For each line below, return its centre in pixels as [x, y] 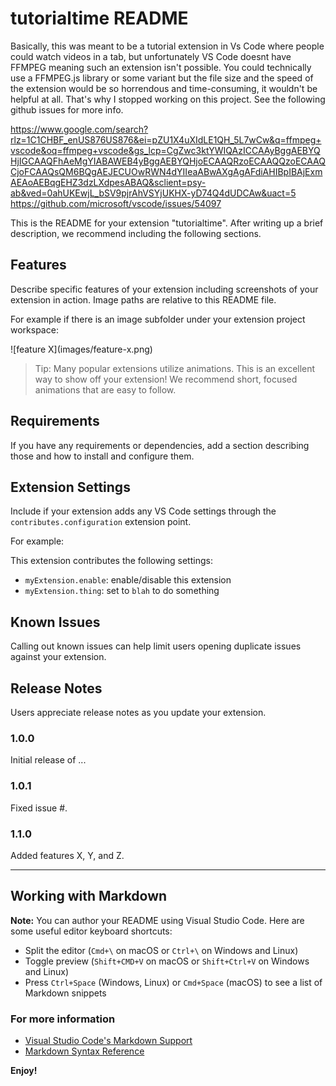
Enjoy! [24, 1070]
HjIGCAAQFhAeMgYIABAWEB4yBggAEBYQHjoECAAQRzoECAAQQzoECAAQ [168, 161]
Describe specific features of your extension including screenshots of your [164, 289]
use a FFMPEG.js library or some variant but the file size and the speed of [162, 78]
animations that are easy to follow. [105, 389]
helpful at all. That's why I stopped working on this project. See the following [168, 99]
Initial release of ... [48, 760]
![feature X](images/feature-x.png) [81, 349]
